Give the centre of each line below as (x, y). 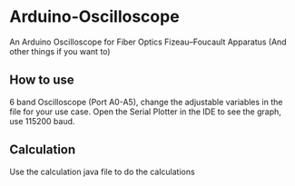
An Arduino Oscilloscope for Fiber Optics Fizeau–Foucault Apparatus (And (148, 42)
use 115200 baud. (42, 121)
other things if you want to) (60, 51)
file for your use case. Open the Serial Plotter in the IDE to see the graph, (145, 112)
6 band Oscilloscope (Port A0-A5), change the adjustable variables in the (146, 102)
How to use (42, 80)
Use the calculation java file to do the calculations (102, 171)
